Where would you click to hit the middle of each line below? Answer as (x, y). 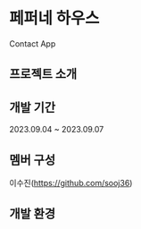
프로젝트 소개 (43, 74)
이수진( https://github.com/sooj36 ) (71, 182)
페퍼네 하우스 (54, 18)
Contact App (33, 43)
